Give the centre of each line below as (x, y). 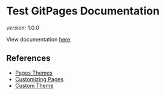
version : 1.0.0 (23, 28)
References (28, 58)
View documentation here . (39, 39)
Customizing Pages (39, 79)
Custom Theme (34, 85)
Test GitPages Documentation (83, 11)
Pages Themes (34, 73)
